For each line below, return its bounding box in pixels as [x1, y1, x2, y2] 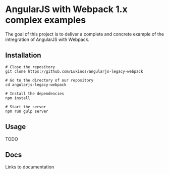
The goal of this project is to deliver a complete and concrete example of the [5, 31, 164, 37]
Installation [5, 51, 41, 60]
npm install [5, 95, 30, 101]
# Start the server [5, 104, 46, 109]
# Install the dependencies [5, 91, 65, 96]
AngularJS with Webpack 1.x [5, 4, 128, 15]
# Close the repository [5, 64, 55, 69]
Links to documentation [5, 164, 54, 170]
